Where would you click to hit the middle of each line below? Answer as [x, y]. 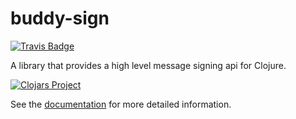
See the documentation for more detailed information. [121, 104]
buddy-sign [60, 18]
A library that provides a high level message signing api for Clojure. [148, 65]
